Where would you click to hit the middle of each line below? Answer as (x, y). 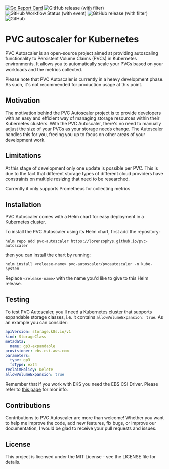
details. (13, 462)
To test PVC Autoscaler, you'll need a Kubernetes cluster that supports (79, 312)
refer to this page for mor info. (37, 389)
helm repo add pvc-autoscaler (37, 241)
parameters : (18, 355)
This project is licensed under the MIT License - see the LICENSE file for (80, 456)
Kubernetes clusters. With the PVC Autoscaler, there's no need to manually (83, 123)
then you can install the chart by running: (48, 255)
